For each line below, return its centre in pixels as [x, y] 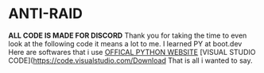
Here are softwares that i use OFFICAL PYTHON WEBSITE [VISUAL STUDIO [132, 52]
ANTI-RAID [46, 14]
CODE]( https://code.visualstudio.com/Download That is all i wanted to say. [130, 60]
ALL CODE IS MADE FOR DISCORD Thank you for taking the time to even [128, 35]
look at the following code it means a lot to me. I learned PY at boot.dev [125, 43]
